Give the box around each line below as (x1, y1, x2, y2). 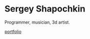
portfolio (4, 28, 22, 34)
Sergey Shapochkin (4, 3, 86, 14)
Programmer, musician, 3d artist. (4, 19, 70, 25)
